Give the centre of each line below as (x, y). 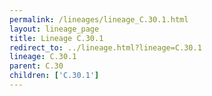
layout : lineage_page (54, 29)
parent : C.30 (36, 66)
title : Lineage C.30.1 (56, 38)
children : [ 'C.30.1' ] (54, 76)
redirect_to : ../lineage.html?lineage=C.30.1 (105, 47)
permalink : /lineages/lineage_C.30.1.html (99, 19)
